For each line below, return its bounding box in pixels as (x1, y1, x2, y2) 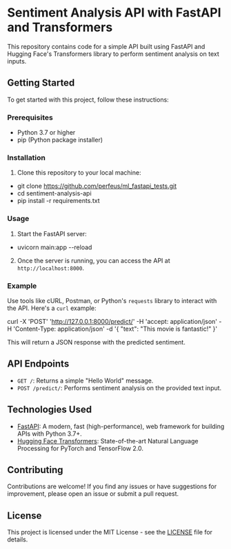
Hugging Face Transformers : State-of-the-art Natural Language (17, 436, 199, 445)
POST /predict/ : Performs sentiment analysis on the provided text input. (17, 383, 222, 392)
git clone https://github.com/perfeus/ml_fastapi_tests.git (17, 182, 177, 191)
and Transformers (7, 19, 113, 35)
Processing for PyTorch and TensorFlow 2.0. (17, 444, 143, 452)
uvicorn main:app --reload (17, 243, 92, 251)
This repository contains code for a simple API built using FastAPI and (7, 42, 205, 50)
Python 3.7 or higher (17, 128, 76, 137)
